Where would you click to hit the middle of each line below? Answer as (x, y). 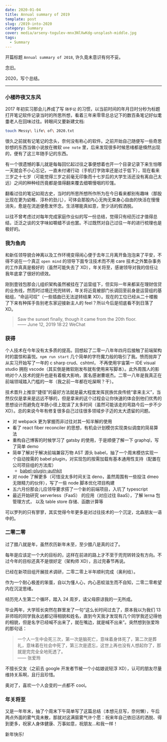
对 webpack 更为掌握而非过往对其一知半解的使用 (62, 421)
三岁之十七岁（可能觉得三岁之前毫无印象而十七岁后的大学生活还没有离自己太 (83, 176)
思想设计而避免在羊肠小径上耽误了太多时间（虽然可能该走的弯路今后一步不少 (83, 404)
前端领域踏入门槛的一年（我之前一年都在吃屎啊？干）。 (61, 381)
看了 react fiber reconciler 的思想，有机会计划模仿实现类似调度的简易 (83, 428)
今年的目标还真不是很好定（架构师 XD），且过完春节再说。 (69, 561)
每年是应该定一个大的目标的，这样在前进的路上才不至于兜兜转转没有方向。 (81, 555)
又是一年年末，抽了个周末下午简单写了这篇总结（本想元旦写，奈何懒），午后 (83, 711)
